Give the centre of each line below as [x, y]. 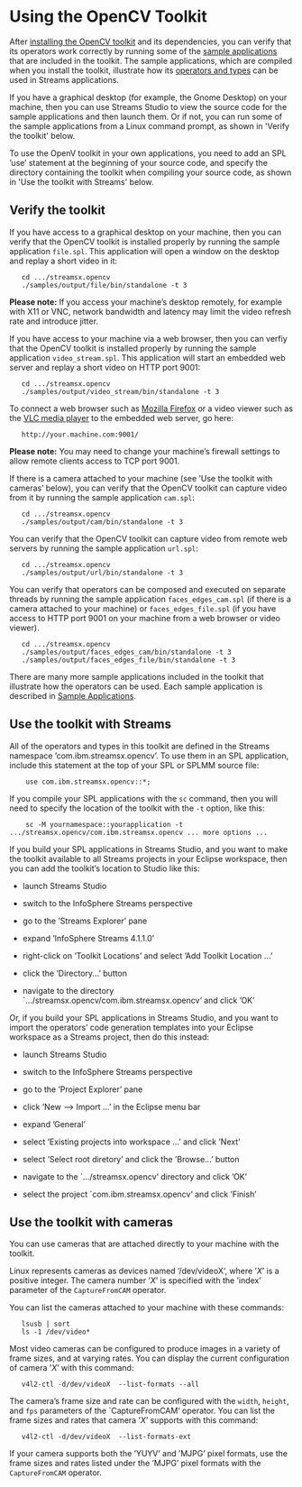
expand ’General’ [54, 1124]
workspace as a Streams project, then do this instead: [110, 1037]
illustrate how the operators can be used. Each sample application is [136, 686]
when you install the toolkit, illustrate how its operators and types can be [144, 70]
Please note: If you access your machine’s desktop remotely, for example [146, 302]
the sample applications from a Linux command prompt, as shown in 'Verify [150, 126]
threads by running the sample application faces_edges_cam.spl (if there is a [150, 599]
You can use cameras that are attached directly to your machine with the [144, 1244]
